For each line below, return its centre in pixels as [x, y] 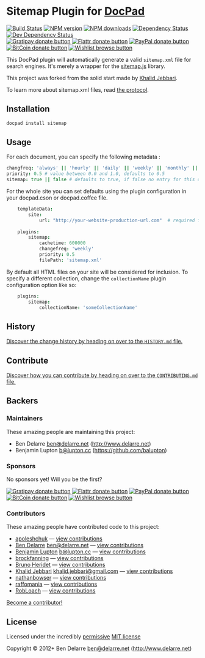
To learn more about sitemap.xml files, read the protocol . [78, 89]
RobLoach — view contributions [55, 591]
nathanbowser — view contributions [61, 578]
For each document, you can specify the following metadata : [83, 157]
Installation [28, 109]
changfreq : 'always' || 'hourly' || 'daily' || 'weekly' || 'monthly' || [102, 168]
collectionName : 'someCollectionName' [88, 307]
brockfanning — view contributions [59, 558]
